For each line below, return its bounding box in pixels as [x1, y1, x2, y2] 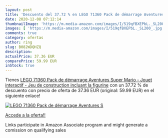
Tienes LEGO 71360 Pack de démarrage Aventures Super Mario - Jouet [5, 77, 152, 83]
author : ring [5, 40, 32, 45]
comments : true [5, 30, 37, 35]
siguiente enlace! [5, 93, 40, 99]
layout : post [5, 7, 32, 12]
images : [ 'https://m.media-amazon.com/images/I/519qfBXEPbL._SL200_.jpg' [5, 26, 164, 31]
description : [5, 49, 32, 54]
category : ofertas [5, 35, 43, 40]
